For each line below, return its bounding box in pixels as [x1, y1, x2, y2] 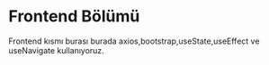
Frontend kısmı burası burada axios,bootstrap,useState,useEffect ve [8, 36, 260, 46]
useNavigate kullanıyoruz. [8, 45, 104, 55]
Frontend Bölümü [8, 6, 140, 27]
